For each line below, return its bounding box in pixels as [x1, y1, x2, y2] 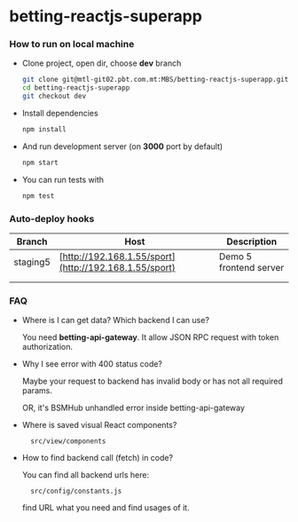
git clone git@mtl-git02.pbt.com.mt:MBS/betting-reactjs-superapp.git [21, 75, 289, 84]
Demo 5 [218, 250, 253, 263]
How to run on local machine [9, 38, 135, 51]
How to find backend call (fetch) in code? [21, 453, 174, 463]
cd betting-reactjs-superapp [21, 83, 130, 92]
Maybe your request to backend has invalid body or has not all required [21, 376, 284, 387]
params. [21, 385, 53, 396]
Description [226, 235, 278, 248]
